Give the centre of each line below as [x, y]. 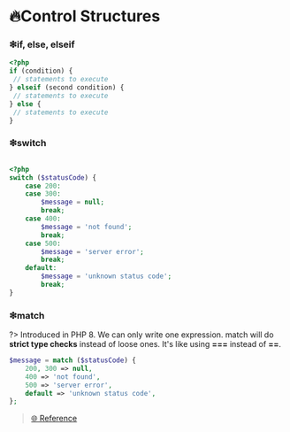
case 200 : [43, 186]
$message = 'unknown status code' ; [107, 276]
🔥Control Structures [85, 16]
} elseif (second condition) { [67, 88]
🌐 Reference [54, 419]
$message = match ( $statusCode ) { [73, 360]
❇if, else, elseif [42, 44]
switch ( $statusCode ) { [53, 177]
